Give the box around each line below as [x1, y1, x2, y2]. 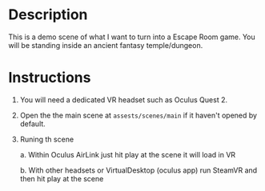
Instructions [8, 69, 91, 87]
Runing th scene [19, 134, 74, 144]
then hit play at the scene [19, 173, 104, 183]
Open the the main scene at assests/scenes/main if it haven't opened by [19, 110, 258, 120]
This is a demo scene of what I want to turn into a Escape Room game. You [8, 32, 256, 42]
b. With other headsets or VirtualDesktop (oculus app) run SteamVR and [19, 165, 258, 175]
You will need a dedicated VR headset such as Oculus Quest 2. [19, 94, 228, 105]
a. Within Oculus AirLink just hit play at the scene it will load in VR [19, 149, 236, 159]
